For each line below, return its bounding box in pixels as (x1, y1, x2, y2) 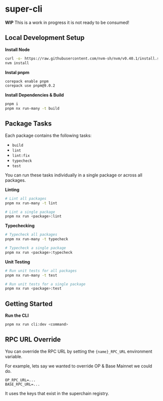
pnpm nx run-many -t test (5, 273, 57, 278)
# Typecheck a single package (5, 246, 66, 250)
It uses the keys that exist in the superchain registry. (5, 390, 109, 396)
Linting (5, 187, 19, 192)
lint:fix (12, 153, 30, 158)
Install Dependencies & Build (5, 92, 64, 98)
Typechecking (5, 223, 35, 229)
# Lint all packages (5, 196, 47, 201)
